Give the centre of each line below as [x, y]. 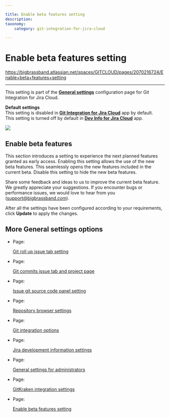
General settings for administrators [49, 369]
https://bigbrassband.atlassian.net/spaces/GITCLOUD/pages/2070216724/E [84, 72]
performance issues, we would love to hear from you [60, 193]
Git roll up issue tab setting [40, 251]
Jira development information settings [52, 350]
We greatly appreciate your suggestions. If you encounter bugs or [74, 187]
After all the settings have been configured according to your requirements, [84, 208]
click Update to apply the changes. [42, 213]
